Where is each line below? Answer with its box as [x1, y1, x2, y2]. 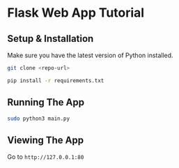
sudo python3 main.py [7, 115, 70, 122]
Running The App [7, 96, 85, 109]
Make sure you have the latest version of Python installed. [7, 51, 173, 59]
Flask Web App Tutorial [7, 5, 145, 21]
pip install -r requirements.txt [7, 77, 104, 84]
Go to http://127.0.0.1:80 [7, 153, 84, 161]
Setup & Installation [7, 33, 94, 45]
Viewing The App [7, 134, 84, 146]
